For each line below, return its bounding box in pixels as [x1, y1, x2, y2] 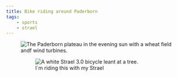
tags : [6, 14, 19, 20]
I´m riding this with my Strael [35, 65, 104, 72]
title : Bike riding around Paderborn [6, 8, 98, 15]
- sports [16, 19, 38, 25]
